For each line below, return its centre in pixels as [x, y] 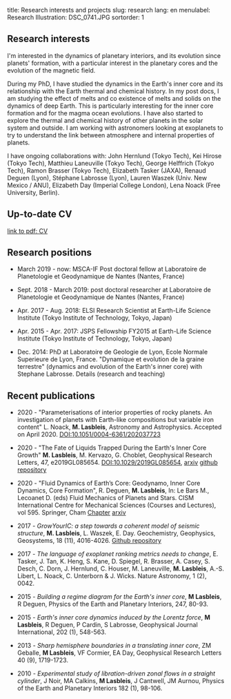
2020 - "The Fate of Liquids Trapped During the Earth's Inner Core [112, 448]
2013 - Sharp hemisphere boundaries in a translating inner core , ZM [114, 646]
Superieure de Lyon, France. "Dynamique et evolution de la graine [111, 359]
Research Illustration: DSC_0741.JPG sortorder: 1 [76, 17]
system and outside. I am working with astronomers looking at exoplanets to [115, 128]
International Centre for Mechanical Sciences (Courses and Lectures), [117, 505]
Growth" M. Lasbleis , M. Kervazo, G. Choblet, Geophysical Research [114, 455]
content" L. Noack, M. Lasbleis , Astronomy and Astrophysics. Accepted [119, 427]
